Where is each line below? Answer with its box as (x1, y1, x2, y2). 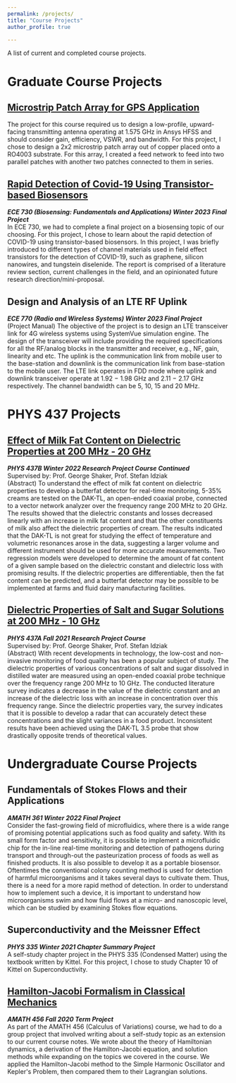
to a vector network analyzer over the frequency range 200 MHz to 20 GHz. (7, 502, 228, 509)
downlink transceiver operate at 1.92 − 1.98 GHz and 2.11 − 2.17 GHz (7, 374, 204, 383)
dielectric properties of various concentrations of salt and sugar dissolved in (7, 664, 229, 672)
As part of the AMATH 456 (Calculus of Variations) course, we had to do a (7, 1022, 223, 1031)
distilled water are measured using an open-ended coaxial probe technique (7, 671, 225, 680)
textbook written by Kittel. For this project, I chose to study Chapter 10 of (7, 958, 218, 966)
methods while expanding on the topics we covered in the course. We (7, 1053, 210, 1061)
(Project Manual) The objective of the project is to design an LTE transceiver (7, 322, 228, 330)
